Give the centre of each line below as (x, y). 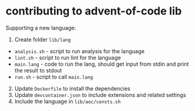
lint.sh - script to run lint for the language (68, 57)
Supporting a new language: (41, 28)
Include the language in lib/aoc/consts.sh (68, 101)
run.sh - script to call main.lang (54, 77)
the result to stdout (38, 70)
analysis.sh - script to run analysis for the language (79, 51)
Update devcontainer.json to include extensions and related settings (100, 95)
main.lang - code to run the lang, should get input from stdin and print (101, 64)
